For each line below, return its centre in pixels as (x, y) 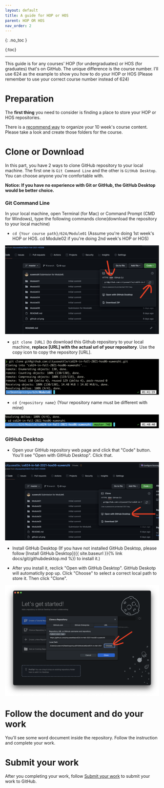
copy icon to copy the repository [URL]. (52, 352)
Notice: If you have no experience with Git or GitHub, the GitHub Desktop (80, 185)
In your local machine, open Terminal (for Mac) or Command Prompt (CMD (80, 214)
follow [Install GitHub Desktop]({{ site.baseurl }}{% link (67, 553)
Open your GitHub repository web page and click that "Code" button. (82, 450)
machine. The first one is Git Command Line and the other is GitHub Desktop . (81, 171)
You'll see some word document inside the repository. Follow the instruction (81, 738)
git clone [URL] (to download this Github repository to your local (78, 342)
